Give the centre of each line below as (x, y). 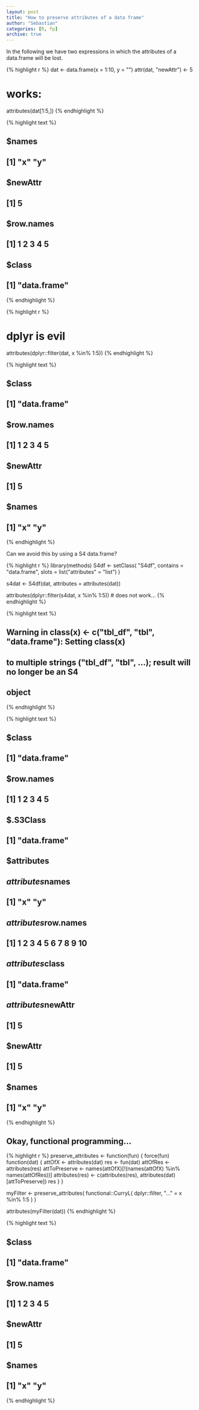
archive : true (24, 34)
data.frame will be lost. (35, 58)
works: (24, 94)
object (19, 693)
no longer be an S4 (42, 672)
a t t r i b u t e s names (38, 881)
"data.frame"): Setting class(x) (66, 642)
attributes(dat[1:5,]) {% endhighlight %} (55, 111)
